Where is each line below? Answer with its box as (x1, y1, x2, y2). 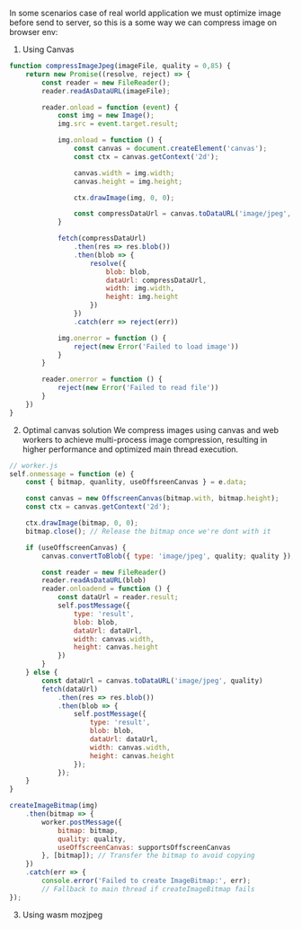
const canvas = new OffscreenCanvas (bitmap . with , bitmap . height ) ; (25, 494, 280, 503)
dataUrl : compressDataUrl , (105, 276, 207, 285)
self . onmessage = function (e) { (9, 469, 135, 479)
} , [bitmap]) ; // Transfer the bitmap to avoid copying (41, 851, 255, 861)
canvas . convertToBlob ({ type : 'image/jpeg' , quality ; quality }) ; (41, 552, 296, 561)
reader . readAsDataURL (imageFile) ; (41, 86, 171, 95)
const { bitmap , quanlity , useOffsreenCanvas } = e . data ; (25, 478, 247, 487)
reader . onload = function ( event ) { (41, 102, 179, 111)
